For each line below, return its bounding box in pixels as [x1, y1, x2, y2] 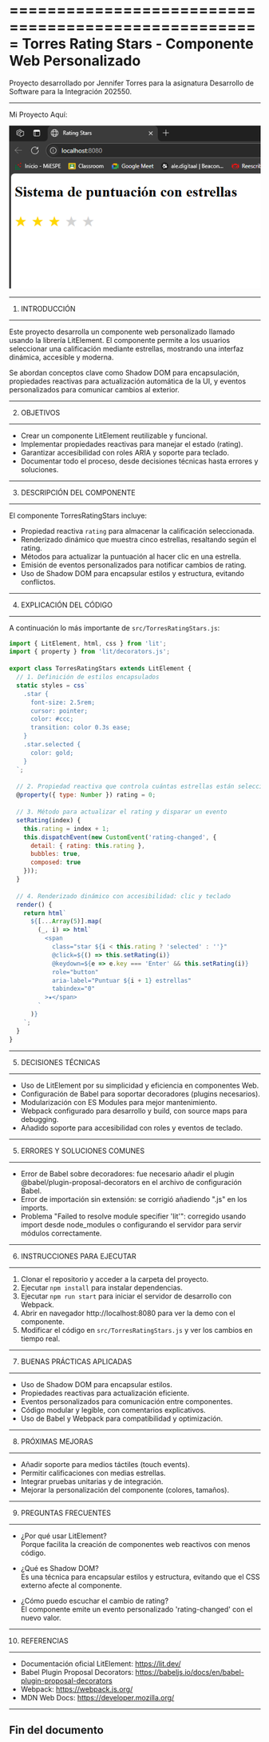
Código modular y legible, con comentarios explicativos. [20, 1405, 206, 1414]
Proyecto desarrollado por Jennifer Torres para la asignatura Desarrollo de [9, 78, 255, 88]
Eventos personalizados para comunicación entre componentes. [20, 1396, 233, 1406]
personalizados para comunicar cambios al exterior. [9, 384, 180, 394]
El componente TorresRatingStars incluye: [9, 511, 147, 520]
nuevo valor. [20, 1613, 62, 1622]
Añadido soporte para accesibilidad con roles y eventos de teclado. [20, 1123, 243, 1132]
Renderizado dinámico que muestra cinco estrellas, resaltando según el [20, 535, 257, 544]
